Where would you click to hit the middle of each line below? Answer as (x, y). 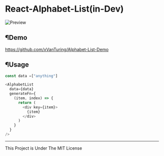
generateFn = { (23, 94)
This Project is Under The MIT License (43, 148)
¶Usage (17, 65)
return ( (27, 103)
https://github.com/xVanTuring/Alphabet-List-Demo (57, 49)
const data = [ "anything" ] (31, 76)
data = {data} (22, 89)
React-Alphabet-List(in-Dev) (64, 9)
